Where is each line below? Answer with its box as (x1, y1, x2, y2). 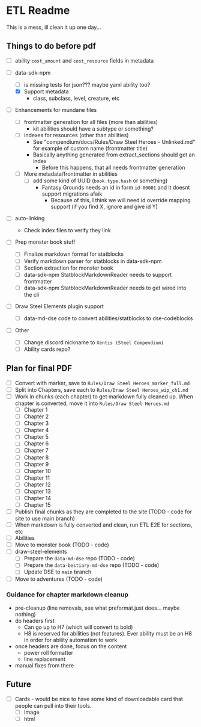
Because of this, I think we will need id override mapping (50, 197, 191, 204)
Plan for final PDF (6, 363, 73, 374)
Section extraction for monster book (23, 264, 113, 271)
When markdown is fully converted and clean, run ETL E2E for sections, (14, 521, 193, 528)
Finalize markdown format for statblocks (23, 250, 124, 258)
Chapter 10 (23, 467, 51, 474)
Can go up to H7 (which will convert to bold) (23, 623, 133, 631)
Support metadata (23, 88, 69, 95)
